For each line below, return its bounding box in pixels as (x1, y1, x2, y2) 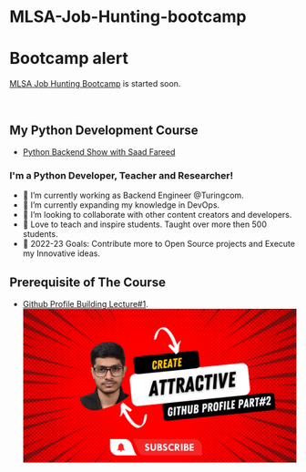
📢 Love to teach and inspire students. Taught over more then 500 (22, 219, 267, 230)
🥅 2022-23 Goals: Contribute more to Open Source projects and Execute (22, 239, 296, 250)
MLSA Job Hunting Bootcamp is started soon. (9, 78, 181, 89)
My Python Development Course (9, 122, 199, 138)
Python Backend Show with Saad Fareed (22, 146, 176, 157)
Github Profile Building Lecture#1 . (22, 299, 148, 310)
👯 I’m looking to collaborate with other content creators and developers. (22, 210, 292, 221)
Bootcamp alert (9, 48, 129, 69)
